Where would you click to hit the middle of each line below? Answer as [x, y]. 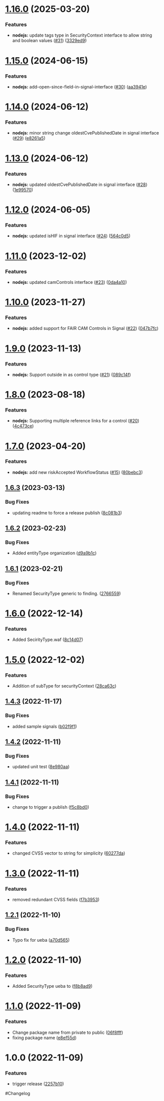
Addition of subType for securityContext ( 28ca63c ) [64, 686]
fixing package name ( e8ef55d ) [44, 1038]
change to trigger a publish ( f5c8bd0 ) [51, 807]
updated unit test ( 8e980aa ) [41, 767]
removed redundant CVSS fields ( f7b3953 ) [56, 899]
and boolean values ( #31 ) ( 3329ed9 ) [49, 41]
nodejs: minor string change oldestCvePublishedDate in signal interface [85, 133]
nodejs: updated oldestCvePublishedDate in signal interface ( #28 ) [80, 184]
